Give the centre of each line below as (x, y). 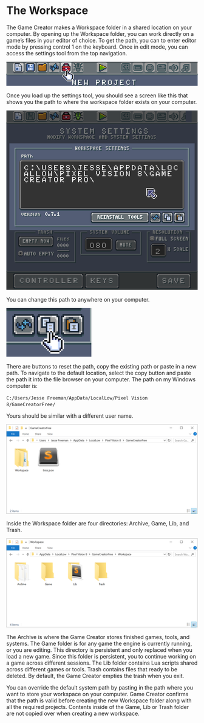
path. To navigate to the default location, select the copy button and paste (99, 373)
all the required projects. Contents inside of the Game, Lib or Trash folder (98, 707)
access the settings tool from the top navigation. (67, 53)
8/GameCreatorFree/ (31, 405)
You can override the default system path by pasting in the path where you (100, 687)
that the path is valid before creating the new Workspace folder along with (99, 701)
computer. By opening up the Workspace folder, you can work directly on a (100, 33)
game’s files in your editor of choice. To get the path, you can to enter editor (101, 40)
